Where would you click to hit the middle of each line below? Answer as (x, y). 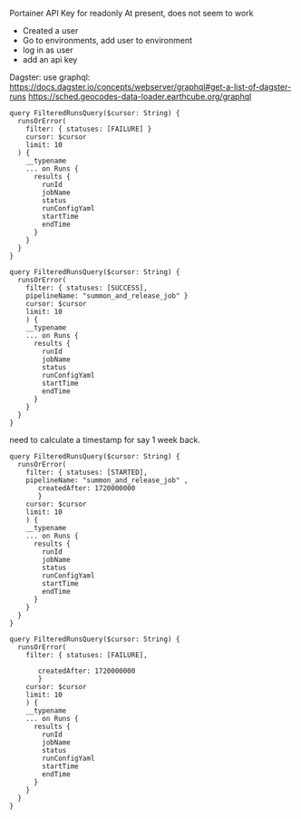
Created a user (50, 30)
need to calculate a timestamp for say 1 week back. (105, 440)
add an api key (50, 59)
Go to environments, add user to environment (107, 40)
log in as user (48, 50)
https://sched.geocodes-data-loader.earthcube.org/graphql (140, 96)
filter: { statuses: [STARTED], (87, 472)
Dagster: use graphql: (50, 77)
